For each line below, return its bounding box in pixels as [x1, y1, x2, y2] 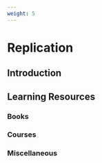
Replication [7, 39, 74, 55]
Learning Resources [7, 90, 95, 102]
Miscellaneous [7, 148, 57, 158]
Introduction [7, 67, 62, 79]
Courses [7, 130, 37, 140]
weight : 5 [7, 10, 36, 17]
